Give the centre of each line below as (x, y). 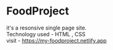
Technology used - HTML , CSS (46, 34)
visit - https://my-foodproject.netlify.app (56, 40)
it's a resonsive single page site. (46, 28)
